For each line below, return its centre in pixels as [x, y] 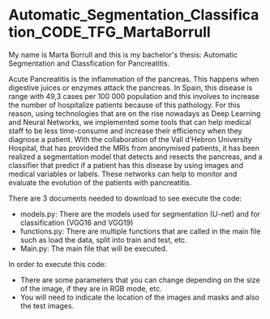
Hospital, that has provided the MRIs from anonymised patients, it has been [134, 148]
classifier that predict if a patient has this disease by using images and [126, 165]
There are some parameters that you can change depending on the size [140, 280]
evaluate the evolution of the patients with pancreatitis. [100, 182]
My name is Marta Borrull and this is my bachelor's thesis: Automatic [123, 54]
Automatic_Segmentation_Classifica [134, 15]
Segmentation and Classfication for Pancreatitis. [89, 63]
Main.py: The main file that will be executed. [94, 248]
